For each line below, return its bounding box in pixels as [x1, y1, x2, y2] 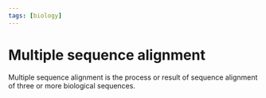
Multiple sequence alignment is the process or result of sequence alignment [8, 73, 258, 82]
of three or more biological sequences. [8, 80, 135, 90]
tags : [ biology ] [8, 11, 62, 20]
